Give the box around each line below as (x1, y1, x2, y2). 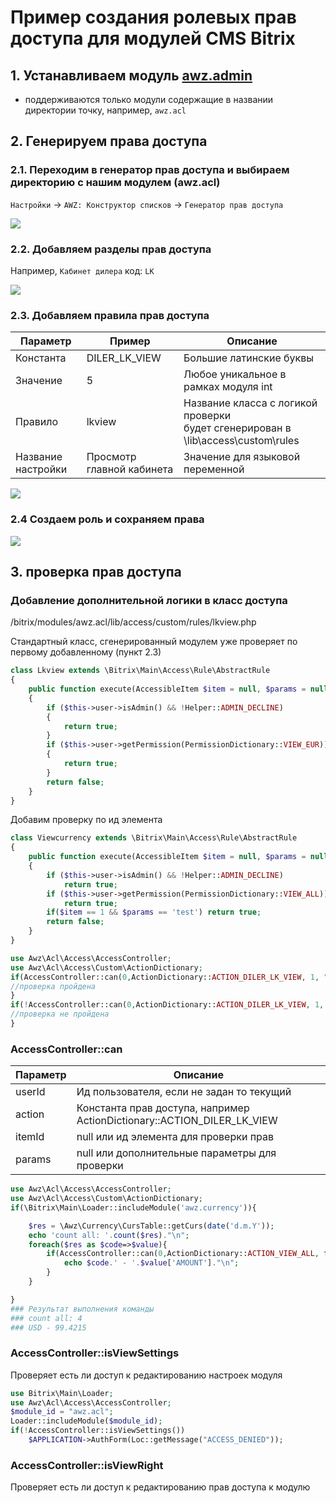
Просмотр (86, 450, 137, 464)
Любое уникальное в (183, 367, 287, 381)
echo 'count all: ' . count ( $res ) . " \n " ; (28, 1230, 190, 1240)
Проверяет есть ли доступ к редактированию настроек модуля (10, 1369, 283, 1381)
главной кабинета (86, 462, 174, 476)
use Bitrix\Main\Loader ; (10, 1388, 114, 1398)
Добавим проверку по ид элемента (10, 814, 163, 826)
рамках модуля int (183, 380, 273, 394)
